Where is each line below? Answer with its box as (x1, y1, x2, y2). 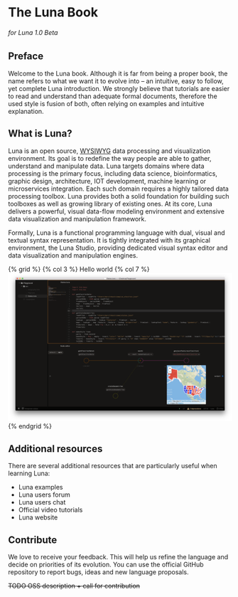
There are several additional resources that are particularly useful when (8, 462, 217, 470)
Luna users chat (18, 498, 66, 507)
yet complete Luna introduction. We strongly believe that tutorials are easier (8, 84, 230, 93)
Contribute (8, 534, 58, 546)
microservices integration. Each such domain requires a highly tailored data (8, 184, 229, 193)
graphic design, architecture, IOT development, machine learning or (8, 176, 207, 185)
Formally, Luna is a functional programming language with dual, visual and (8, 228, 226, 237)
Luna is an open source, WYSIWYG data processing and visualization (8, 147, 211, 155)
